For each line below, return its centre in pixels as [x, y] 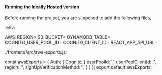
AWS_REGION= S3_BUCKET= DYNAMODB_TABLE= [58, 37]
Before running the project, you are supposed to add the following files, [78, 18]
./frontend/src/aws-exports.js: [36, 52]
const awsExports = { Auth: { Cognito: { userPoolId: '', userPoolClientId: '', [81, 62]
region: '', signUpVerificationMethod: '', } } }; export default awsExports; [79, 67]
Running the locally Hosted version [42, 7]
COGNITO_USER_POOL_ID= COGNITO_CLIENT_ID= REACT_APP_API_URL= [81, 43]
